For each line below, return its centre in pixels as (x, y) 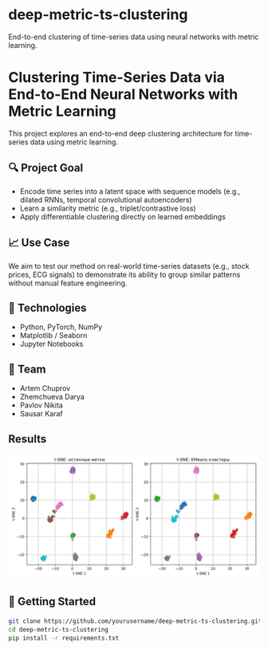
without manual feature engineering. (68, 283)
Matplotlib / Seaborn (53, 336)
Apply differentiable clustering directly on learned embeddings (122, 216)
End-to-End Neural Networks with (123, 95)
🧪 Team (27, 369)
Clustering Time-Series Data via (117, 78)
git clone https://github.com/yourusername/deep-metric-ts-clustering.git (135, 621)
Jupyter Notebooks (51, 344)
